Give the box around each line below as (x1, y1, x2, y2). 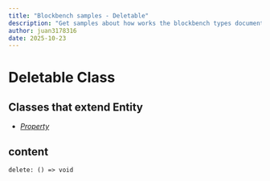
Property (19, 122, 50, 131)
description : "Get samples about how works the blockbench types (8, 19, 231, 27)
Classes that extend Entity (8, 100, 143, 114)
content (8, 145, 49, 159)
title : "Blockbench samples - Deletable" (8, 11, 149, 20)
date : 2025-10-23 (8, 34, 67, 42)
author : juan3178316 (8, 26, 78, 34)
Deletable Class (8, 69, 116, 86)
